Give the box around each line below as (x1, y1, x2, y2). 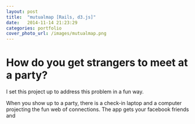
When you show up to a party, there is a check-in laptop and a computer (6, 100, 182, 107)
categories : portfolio (6, 25, 62, 31)
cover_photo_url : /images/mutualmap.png (6, 31, 107, 37)
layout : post (6, 8, 38, 15)
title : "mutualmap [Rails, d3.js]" (6, 14, 96, 20)
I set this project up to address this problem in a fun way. (6, 88, 144, 95)
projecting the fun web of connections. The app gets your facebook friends (6, 106, 190, 113)
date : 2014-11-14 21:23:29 (6, 19, 78, 25)
